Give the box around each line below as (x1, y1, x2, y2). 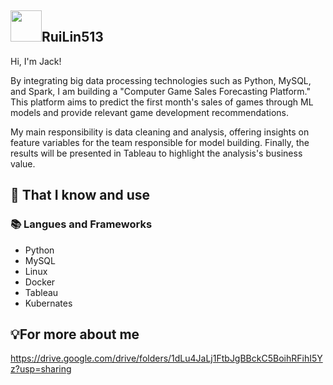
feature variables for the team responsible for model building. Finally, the (10, 136, 310, 148)
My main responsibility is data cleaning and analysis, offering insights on (10, 126, 310, 138)
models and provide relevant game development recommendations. (10, 106, 289, 118)
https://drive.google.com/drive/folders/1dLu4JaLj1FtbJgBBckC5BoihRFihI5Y (10, 352, 323, 365)
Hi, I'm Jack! (10, 55, 62, 67)
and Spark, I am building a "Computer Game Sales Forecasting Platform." (10, 85, 311, 97)
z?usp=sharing (10, 363, 72, 375)
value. (10, 157, 36, 170)
